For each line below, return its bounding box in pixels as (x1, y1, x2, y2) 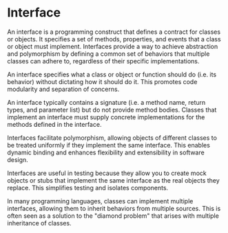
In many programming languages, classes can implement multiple (7, 196, 194, 205)
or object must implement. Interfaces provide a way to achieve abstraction (7, 42, 218, 50)
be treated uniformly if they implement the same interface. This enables (7, 141, 210, 149)
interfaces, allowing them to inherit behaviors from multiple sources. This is (7, 204, 221, 212)
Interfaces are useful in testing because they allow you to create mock (7, 169, 207, 177)
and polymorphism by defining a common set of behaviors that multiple (7, 50, 210, 58)
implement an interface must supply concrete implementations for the (7, 112, 205, 121)
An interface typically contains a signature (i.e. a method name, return (7, 98, 206, 106)
